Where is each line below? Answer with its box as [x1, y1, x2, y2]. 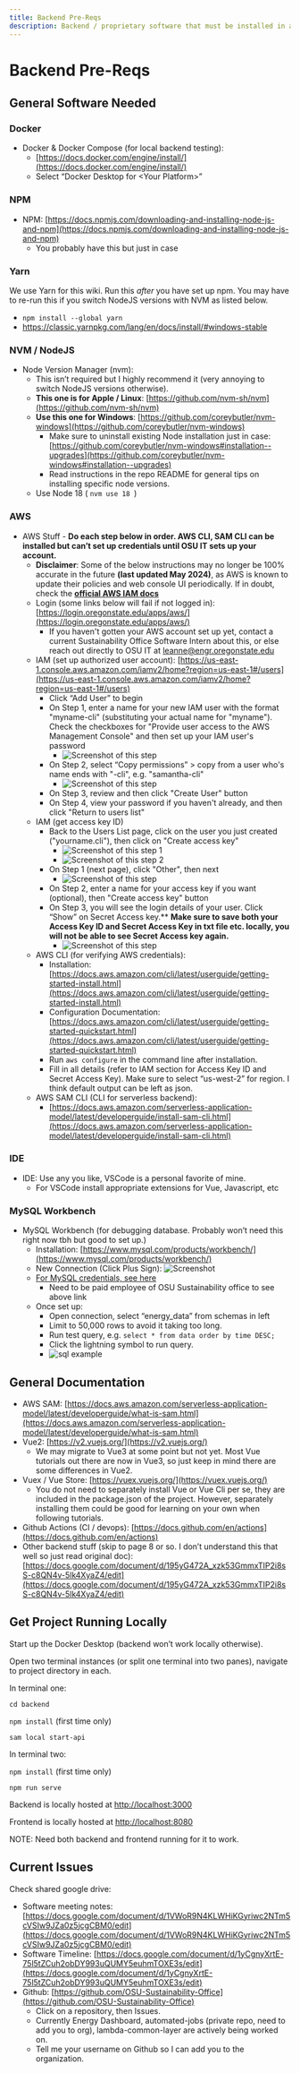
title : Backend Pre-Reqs [9, 13, 102, 22]
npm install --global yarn [21, 313, 123, 322]
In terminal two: [9, 1748, 67, 1760]
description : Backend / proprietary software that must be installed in [9, 21, 286, 30]
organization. [35, 2052, 85, 2064]
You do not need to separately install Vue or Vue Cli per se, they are [35, 1484, 286, 1495]
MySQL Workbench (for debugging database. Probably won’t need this [21, 1225, 284, 1236]
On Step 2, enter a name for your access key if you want [48, 883, 256, 894]
